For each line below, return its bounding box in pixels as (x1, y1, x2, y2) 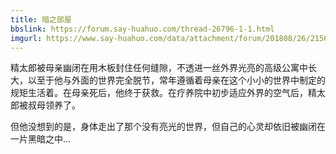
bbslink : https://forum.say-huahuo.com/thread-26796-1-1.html (10, 24, 275, 34)
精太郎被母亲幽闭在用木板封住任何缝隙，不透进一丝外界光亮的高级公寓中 (10, 62, 308, 74)
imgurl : (10, 33, 43, 43)
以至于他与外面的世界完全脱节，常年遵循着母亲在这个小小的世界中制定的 (27, 74, 326, 86)
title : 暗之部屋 (10, 14, 72, 25)
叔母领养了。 (27, 99, 81, 111)
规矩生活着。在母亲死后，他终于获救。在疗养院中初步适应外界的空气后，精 (10, 87, 317, 99)
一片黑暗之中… (10, 133, 72, 145)
